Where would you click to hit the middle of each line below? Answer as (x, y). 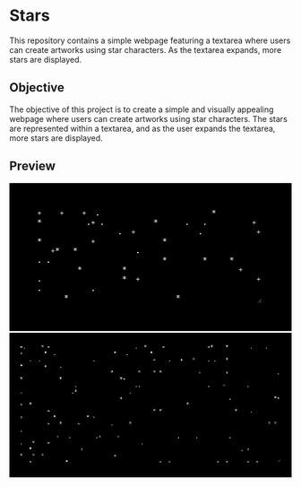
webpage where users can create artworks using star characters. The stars (149, 118)
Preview (33, 166)
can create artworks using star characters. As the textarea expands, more (146, 49)
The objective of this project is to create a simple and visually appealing (142, 109)
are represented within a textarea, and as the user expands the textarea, (142, 128)
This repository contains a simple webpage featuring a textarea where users (150, 40)
